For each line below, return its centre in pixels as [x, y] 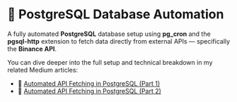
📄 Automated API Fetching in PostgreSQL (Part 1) [89, 83]
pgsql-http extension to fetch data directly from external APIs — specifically [119, 41]
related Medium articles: [43, 70]
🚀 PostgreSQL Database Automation [116, 14]
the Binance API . [32, 49]
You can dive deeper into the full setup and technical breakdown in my [110, 62]
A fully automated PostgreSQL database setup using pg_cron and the [109, 34]
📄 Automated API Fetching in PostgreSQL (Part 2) [89, 91]
